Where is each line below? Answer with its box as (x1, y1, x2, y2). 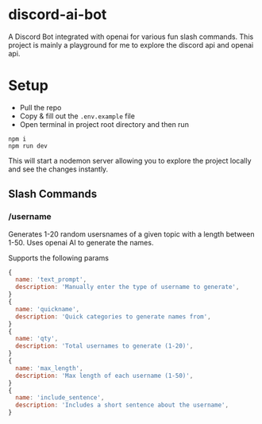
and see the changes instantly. (8, 164, 109, 174)
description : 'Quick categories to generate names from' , (15, 312, 212, 321)
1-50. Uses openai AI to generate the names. (8, 237, 154, 247)
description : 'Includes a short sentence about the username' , (15, 401, 229, 410)
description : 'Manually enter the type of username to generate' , (15, 283, 240, 291)
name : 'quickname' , (15, 305, 80, 313)
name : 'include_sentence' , (15, 394, 105, 402)
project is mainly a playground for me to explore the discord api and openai (8, 40, 254, 49)
